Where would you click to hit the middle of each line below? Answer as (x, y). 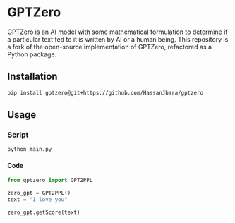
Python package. (32, 54)
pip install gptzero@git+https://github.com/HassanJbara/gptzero (105, 92)
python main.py (30, 150)
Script (18, 135)
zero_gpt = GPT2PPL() (39, 193)
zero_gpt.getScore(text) (44, 212)
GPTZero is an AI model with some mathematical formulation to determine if (117, 32)
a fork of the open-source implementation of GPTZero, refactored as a (110, 47)
